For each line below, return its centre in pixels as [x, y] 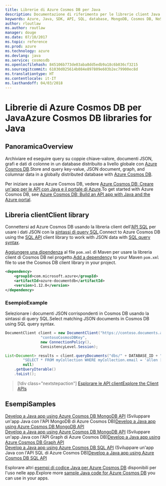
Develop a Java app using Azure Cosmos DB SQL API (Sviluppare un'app [80, 448]
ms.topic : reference [26, 42]
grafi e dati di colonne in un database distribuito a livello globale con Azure [81, 164]
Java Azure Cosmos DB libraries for [79, 118]
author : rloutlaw [23, 23]
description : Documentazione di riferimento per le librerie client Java [83, 14]
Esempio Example [26, 302]
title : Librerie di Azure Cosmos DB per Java [53, 10]
